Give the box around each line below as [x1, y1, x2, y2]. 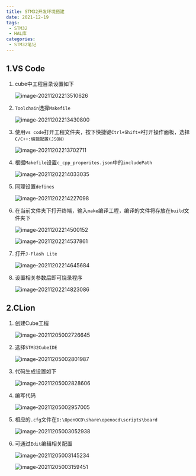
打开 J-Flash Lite [14, 250, 57, 257]
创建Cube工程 [14, 320, 49, 327]
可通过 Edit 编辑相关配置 [14, 440, 73, 447]
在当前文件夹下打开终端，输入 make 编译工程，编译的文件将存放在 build [14, 207, 185, 214]
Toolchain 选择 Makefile [14, 104, 71, 111]
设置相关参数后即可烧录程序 [14, 274, 83, 281]
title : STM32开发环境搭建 [6, 8, 65, 15]
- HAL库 [8, 31, 27, 37]
